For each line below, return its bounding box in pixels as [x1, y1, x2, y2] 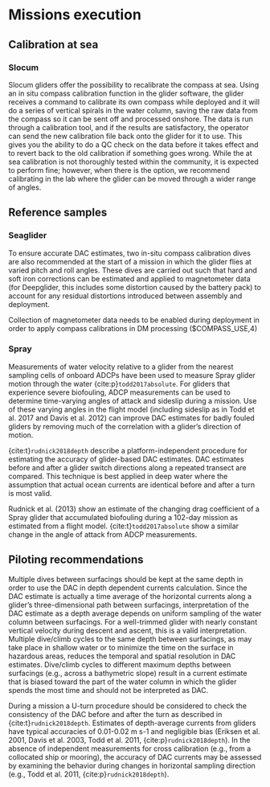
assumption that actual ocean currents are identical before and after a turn [8, 480, 256, 490]
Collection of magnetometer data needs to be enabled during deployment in [8, 315, 260, 325]
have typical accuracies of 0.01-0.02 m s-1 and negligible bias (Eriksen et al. [8, 726, 260, 736]
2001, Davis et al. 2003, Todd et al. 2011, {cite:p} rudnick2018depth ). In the [8, 735, 251, 744]
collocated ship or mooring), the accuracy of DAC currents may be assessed [8, 752, 262, 761]
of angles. [8, 182, 42, 192]
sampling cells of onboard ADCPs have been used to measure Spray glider [8, 370, 256, 379]
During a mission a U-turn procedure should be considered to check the [8, 701, 247, 711]
